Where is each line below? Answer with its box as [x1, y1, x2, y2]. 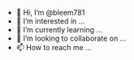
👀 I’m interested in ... [15, 16, 85, 26]
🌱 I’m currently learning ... [15, 25, 103, 34]
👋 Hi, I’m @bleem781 [15, 8, 85, 17]
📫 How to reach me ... [15, 43, 92, 52]
